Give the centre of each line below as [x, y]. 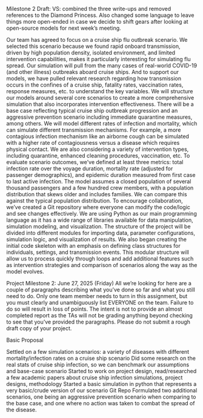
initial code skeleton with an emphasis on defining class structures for [93, 246]
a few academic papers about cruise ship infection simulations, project [95, 377]
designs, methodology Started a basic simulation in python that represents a [101, 384]
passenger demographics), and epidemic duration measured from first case [101, 175]
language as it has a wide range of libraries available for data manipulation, [100, 220]
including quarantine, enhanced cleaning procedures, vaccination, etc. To [98, 156]
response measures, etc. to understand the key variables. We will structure [100, 91]
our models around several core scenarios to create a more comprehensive [100, 98]
